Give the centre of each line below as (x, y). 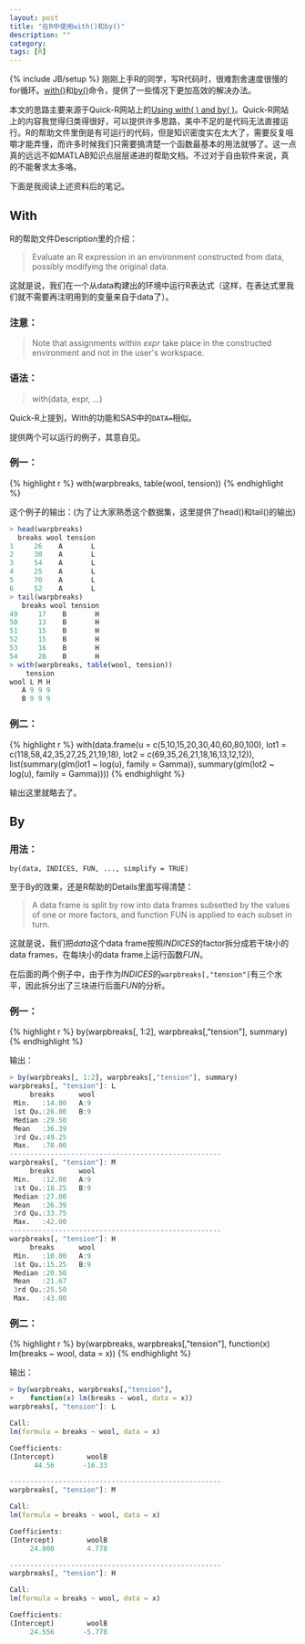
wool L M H (30, 682)
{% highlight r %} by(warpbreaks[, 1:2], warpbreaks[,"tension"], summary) (149, 1031)
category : (28, 43)
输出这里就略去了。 (46, 792)
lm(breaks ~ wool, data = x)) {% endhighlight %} (101, 1354)
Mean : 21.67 (40, 1282)
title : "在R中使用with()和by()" (67, 26)
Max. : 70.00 (40, 1146)
